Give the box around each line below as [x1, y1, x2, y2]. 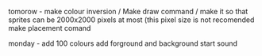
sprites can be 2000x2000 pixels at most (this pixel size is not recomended [8, 15, 255, 24]
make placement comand [8, 24, 91, 32]
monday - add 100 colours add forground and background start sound [8, 39, 238, 48]
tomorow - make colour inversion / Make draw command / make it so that [8, 7, 249, 16]
